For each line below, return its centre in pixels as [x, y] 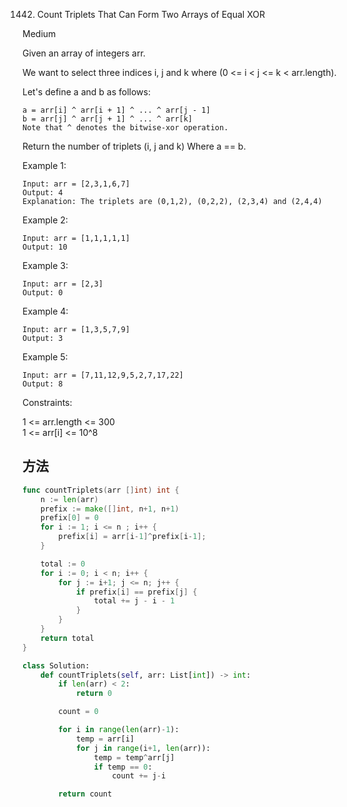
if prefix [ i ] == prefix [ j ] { [136, 592]
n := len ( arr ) [69, 499]
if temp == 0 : [123, 767]
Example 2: [45, 220]
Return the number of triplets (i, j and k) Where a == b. [134, 146]
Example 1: [44, 165]
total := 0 [63, 564]
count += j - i [139, 776]
